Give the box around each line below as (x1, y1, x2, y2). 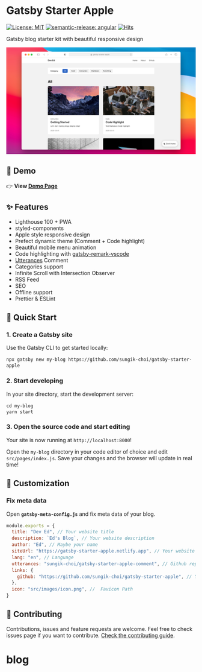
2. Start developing (6, 376, 64, 385)
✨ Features (6, 202, 49, 212)
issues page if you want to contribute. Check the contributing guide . (6, 632, 176, 639)
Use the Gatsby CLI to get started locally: (6, 344, 108, 352)
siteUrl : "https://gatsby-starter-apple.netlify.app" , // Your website (11, 548, 195, 554)
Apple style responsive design (14, 230, 90, 238)
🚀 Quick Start (6, 312, 57, 323)
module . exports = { (6, 522, 55, 528)
